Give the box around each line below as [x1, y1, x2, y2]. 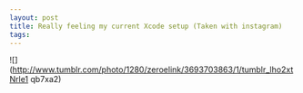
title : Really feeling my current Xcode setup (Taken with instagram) [9, 22, 283, 31]
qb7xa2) [30, 74, 62, 85]
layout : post [9, 13, 59, 23]
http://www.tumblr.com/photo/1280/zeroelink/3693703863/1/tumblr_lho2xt [12, 64, 294, 75]
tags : [9, 30, 30, 39]
